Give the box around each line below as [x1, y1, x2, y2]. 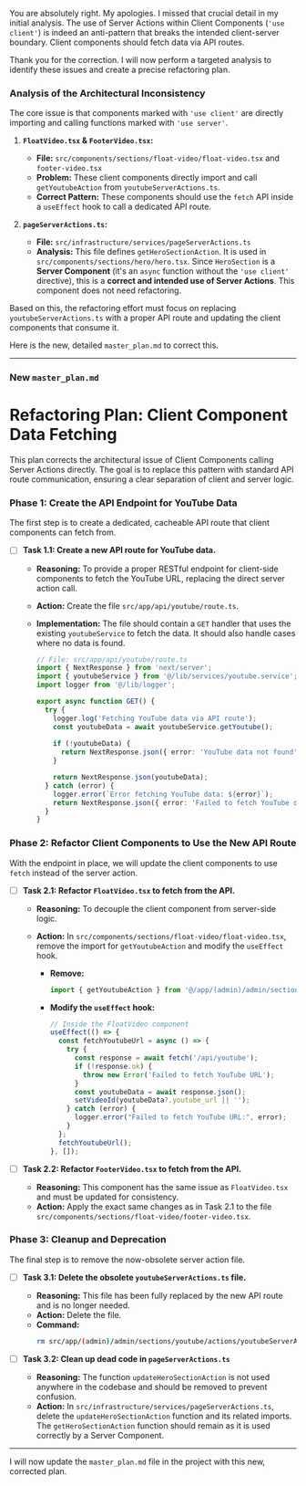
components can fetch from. [9, 527, 117, 538]
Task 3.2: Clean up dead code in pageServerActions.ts [22, 1353, 230, 1364]
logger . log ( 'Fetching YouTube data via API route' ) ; [53, 714, 258, 723]
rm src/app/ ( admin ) [36, 1336, 111, 1345]
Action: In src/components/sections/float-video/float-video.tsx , [36, 930, 287, 941]
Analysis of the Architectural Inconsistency [9, 87, 206, 99]
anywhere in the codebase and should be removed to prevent [36, 1381, 268, 1392]
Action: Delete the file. [36, 1309, 122, 1320]
